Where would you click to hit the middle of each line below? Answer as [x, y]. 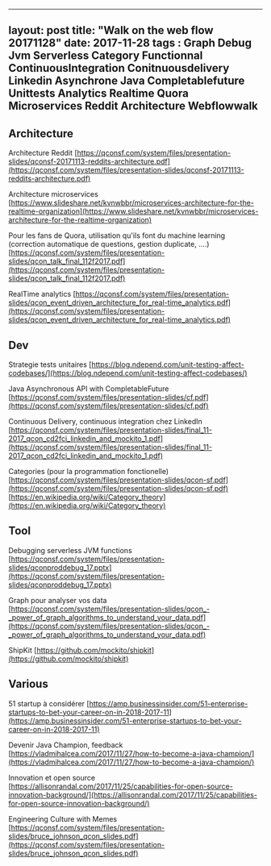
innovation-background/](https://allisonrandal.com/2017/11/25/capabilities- [133, 794]
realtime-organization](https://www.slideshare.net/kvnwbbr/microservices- [133, 211]
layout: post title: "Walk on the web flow [111, 30]
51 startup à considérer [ [49, 703]
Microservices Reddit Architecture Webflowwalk [133, 106]
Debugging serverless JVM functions [71, 550]
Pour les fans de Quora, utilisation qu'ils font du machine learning [117, 235]
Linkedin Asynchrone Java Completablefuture [127, 81]
